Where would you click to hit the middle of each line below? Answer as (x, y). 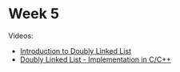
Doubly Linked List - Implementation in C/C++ (96, 59)
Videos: (21, 36)
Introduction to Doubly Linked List (76, 51)
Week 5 (34, 14)
